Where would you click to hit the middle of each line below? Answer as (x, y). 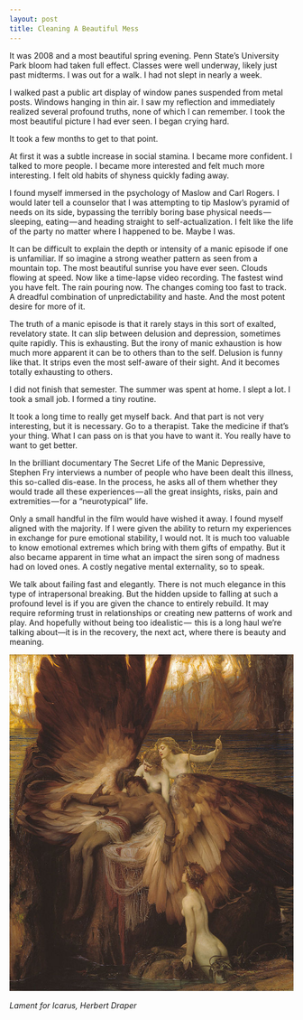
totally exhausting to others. (61, 371)
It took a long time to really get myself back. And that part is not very (137, 416)
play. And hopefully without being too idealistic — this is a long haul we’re (146, 622)
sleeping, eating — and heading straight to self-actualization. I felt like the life (151, 221)
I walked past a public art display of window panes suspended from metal (147, 92)
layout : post (34, 19)
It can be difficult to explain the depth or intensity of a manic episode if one (149, 248)
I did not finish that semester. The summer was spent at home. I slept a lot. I (150, 389)
